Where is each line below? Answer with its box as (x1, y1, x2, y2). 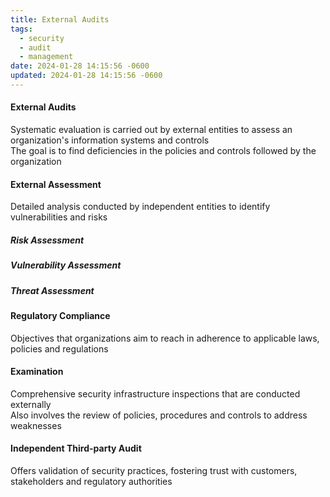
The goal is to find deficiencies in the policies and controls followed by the (10, 145, 317, 157)
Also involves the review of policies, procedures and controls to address (10, 409, 308, 421)
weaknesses (10, 419, 62, 431)
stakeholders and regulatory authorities (10, 476, 173, 488)
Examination (10, 366, 64, 378)
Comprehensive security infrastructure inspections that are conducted (10, 387, 301, 400)
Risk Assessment (10, 234, 85, 246)
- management (19, 52, 74, 62)
